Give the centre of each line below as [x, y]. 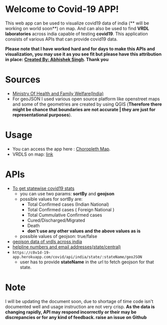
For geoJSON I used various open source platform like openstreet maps [86, 99]
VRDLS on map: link [33, 154]
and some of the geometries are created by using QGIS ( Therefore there [87, 104]
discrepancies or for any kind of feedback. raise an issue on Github [76, 317]
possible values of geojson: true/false [58, 236]
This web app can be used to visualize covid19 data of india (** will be [77, 23]
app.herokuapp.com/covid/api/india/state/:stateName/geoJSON [77, 257]
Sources [23, 80]
